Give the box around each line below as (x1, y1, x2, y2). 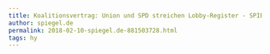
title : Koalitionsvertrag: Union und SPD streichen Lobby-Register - (8, 11, 247, 20)
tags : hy (8, 33, 38, 42)
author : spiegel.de (8, 19, 74, 27)
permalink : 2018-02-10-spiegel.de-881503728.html (8, 26, 178, 34)
